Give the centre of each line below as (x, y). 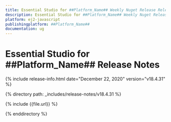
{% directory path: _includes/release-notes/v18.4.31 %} (63, 94)
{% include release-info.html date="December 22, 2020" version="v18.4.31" (85, 79)
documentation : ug (25, 29)
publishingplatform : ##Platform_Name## (48, 24)
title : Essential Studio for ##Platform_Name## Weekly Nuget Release (81, 10)
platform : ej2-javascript (33, 19)
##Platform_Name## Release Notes (82, 65)
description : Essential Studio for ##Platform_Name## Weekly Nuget (78, 15)
